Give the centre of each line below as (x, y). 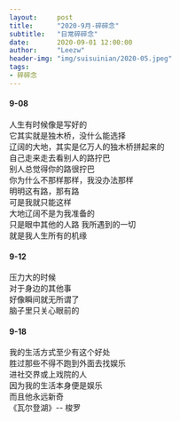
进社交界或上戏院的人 (48, 375)
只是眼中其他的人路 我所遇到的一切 (72, 224)
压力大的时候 (32, 277)
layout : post (41, 17)
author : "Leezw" (47, 51)
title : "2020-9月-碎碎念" (64, 26)
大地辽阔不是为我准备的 (52, 213)
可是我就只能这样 (40, 202)
